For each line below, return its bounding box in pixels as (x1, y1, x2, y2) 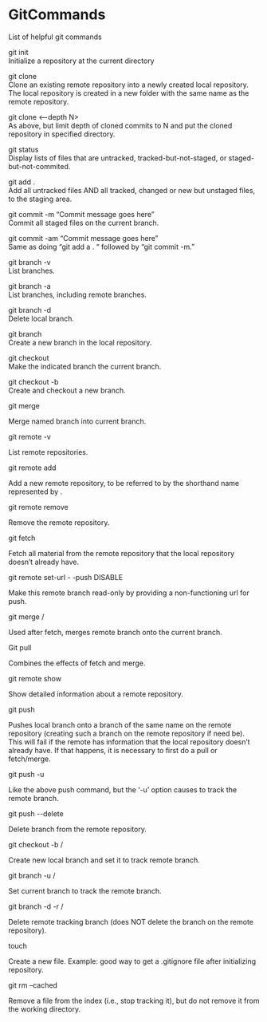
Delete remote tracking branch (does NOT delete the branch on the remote (8, 917, 253, 926)
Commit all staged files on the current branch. (8, 218, 159, 227)
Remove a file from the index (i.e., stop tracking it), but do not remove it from (8, 996, 260, 1005)
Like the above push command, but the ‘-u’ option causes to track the (8, 784, 238, 795)
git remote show (8, 673, 62, 683)
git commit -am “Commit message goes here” (8, 233, 159, 243)
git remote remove (8, 502, 69, 511)
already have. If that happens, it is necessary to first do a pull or (8, 745, 218, 755)
